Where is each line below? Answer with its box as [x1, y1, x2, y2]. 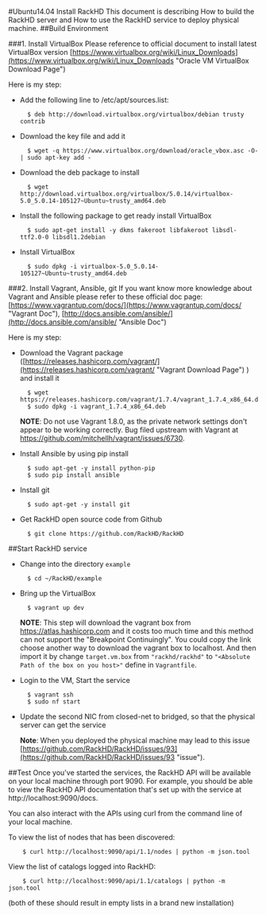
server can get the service [19, 720, 106, 730]
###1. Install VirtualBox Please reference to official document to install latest [8, 39, 257, 48]
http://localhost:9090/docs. [8, 793, 98, 802]
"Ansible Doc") [118, 317, 167, 327]
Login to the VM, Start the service [19, 676, 131, 684]
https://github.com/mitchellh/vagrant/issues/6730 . [19, 433, 185, 443]
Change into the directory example [19, 560, 131, 568]
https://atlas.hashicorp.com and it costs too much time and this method [19, 626, 254, 635]
